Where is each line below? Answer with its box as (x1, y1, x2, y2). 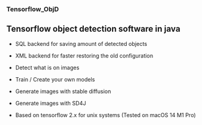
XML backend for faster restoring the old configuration (15, 51, 154, 59)
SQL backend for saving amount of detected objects (15, 40, 148, 47)
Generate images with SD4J (15, 99, 86, 107)
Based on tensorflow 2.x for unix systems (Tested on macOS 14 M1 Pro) (15, 111, 196, 118)
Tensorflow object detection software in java (6, 24, 181, 34)
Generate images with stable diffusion (15, 88, 111, 95)
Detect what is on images (15, 64, 80, 71)
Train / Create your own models (15, 75, 95, 83)
